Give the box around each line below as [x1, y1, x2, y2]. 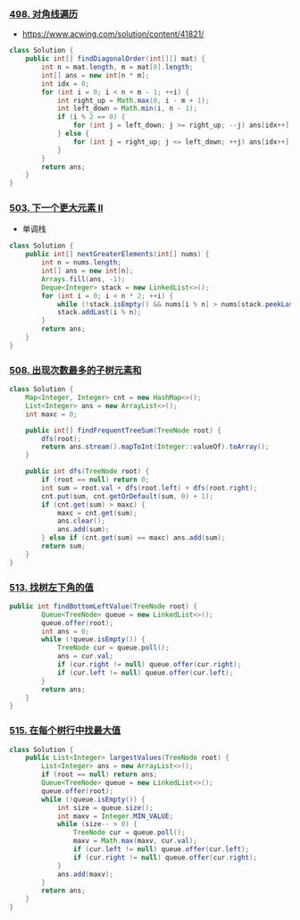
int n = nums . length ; [41, 258, 122, 267]
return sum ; [41, 542, 87, 551]
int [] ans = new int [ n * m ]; [41, 71, 150, 79]
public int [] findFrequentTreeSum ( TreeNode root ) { [25, 426, 221, 435]
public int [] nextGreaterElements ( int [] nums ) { [25, 250, 210, 259]
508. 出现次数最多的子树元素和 [9, 364, 142, 376]
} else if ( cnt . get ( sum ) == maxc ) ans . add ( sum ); [41, 533, 226, 542]
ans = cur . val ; [56, 652, 114, 661]
